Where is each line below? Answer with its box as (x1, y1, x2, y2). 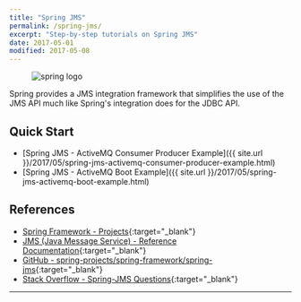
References (9, 203, 75, 218)
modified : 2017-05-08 (9, 47, 90, 56)
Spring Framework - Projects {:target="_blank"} (21, 226, 196, 237)
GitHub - (21, 255, 55, 265)
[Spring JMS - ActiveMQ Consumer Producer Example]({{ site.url (21, 147, 263, 158)
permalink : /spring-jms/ (9, 22, 102, 30)
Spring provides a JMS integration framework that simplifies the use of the (9, 89, 285, 99)
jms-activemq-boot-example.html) (21, 176, 150, 186)
